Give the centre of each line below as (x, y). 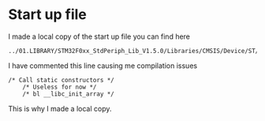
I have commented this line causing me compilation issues (103, 66)
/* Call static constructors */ (61, 80)
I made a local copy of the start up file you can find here (99, 36)
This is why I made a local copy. (60, 108)
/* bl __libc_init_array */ (68, 94)
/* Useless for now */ (60, 87)
